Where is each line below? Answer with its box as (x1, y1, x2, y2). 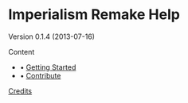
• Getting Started (19, 62, 76, 72)
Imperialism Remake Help (8, 6, 181, 24)
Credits (8, 86, 33, 96)
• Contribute (19, 71, 61, 80)
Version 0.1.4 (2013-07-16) (8, 32, 96, 41)
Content (8, 47, 35, 56)
